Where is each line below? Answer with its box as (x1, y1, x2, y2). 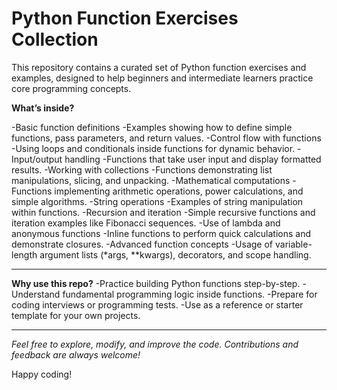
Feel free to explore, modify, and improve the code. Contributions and (11, 338, 299, 350)
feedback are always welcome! (11, 348, 141, 361)
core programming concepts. (11, 82, 132, 94)
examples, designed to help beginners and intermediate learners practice (11, 72, 314, 84)
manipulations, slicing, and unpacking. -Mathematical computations (11, 174, 291, 186)
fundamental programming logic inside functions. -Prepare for (62, 288, 318, 300)
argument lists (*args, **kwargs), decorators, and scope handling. (39, 248, 312, 261)
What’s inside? (11, 102, 75, 114)
